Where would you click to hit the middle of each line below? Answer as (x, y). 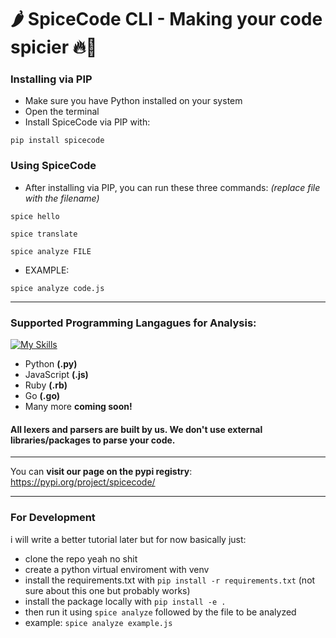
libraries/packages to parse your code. (93, 440)
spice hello (35, 216)
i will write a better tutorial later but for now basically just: (128, 539)
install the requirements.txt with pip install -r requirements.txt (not (170, 580)
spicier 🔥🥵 (54, 47)
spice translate (44, 234)
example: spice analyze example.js (98, 622)
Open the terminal (62, 112)
